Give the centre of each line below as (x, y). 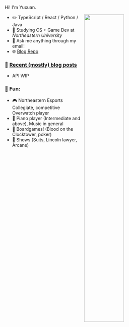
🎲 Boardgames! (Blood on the (43, 129)
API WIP (20, 76)
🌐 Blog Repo (25, 51)
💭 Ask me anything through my (44, 41)
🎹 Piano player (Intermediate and (46, 118)
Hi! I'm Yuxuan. (20, 7)
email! (18, 46)
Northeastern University (37, 35)
